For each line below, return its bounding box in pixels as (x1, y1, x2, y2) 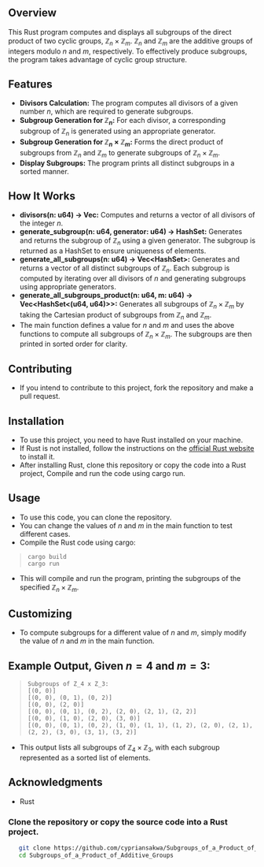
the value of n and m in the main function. (19, 636, 155, 646)
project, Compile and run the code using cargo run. (19, 469, 186, 478)
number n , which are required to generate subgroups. (19, 106, 194, 117)
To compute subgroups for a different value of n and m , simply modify (19, 628, 247, 638)
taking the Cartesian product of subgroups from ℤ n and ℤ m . (19, 310, 212, 322)
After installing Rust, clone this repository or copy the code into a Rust (19, 460, 247, 470)
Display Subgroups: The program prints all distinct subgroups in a (19, 158, 235, 168)
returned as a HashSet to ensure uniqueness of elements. (19, 246, 207, 255)
